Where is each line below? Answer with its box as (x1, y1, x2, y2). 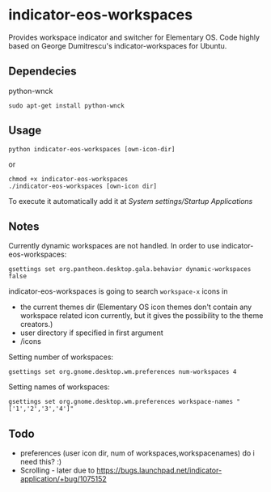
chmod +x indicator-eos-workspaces (8, 175, 129, 183)
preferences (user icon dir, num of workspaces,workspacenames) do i (19, 448, 255, 458)
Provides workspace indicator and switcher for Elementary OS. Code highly (8, 32, 260, 42)
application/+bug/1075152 (19, 474, 107, 484)
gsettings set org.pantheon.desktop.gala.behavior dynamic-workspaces (8, 265, 252, 274)
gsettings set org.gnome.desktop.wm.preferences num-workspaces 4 (8, 368, 237, 376)
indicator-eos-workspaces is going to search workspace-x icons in (8, 286, 228, 296)
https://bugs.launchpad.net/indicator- (96, 465, 222, 475)
